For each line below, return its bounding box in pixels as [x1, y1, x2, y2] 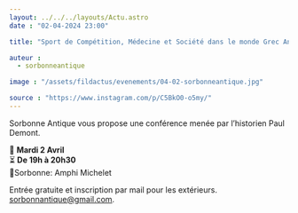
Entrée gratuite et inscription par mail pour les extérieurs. [9, 184, 218, 195]
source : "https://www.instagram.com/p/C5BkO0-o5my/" [9, 94, 213, 103]
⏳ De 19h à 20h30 [9, 154, 76, 165]
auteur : [9, 53, 42, 62]
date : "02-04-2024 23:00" [9, 21, 109, 30]
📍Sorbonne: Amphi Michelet [9, 167, 113, 177]
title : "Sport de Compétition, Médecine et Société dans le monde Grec [9, 37, 279, 46]
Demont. [9, 127, 41, 138]
